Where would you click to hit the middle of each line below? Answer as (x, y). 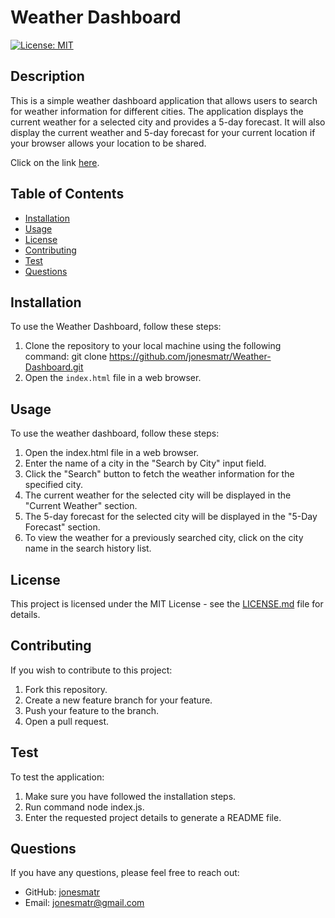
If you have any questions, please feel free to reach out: (125, 873)
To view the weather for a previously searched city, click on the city (164, 538)
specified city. (54, 485)
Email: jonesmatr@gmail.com (84, 903)
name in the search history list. (88, 548)
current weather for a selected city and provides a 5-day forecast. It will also (168, 122)
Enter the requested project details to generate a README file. (153, 817)
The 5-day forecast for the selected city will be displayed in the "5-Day (171, 517)
